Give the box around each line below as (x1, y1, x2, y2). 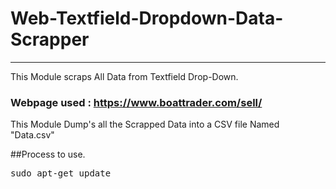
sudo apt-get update (10, 168, 112, 179)
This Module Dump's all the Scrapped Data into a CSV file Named (10, 118, 280, 131)
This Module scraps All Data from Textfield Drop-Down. (10, 70, 239, 82)
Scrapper (10, 28, 90, 51)
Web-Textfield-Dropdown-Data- (10, 7, 284, 30)
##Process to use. (10, 148, 86, 161)
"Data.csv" (10, 129, 55, 141)
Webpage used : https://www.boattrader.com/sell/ (10, 95, 263, 109)
